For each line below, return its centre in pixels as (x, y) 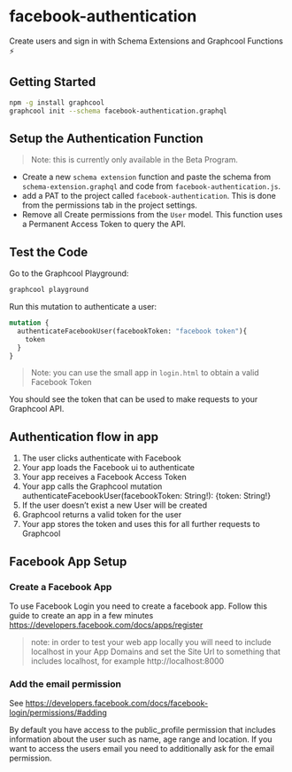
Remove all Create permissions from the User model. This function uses (152, 215)
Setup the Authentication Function (106, 138)
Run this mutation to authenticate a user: (83, 307)
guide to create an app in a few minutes (81, 615)
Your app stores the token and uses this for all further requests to (141, 524)
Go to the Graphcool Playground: (69, 273)
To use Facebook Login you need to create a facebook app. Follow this (138, 606)
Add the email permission (65, 683)
